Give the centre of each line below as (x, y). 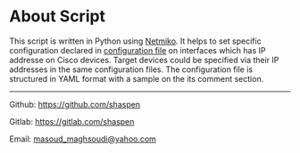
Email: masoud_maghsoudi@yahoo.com (83, 139)
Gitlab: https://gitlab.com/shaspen (72, 121)
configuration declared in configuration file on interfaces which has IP (137, 50)
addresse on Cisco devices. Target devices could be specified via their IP (144, 60)
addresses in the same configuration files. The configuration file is (131, 69)
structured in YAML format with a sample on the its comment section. (137, 78)
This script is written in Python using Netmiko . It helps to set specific (135, 41)
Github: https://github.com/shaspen (75, 104)
